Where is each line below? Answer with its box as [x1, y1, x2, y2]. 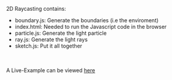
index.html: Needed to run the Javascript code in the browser [14, 23, 167, 30]
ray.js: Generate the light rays [14, 36, 88, 43]
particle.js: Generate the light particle [14, 29, 107, 37]
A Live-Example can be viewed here [6, 67, 95, 74]
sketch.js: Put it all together [14, 42, 83, 49]
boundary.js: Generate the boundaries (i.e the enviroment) [14, 17, 159, 23]
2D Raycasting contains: [6, 5, 67, 12]
